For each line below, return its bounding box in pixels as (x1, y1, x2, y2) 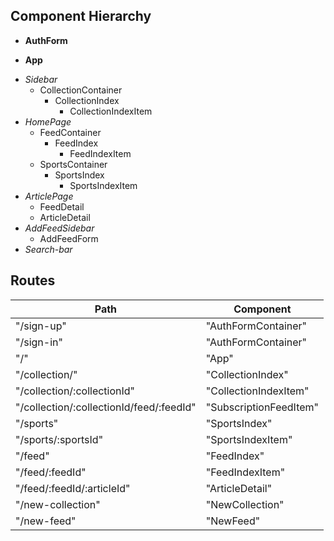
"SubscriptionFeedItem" (205, 400, 320, 414)
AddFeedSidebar (24, 222, 95, 234)
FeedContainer (39, 126, 102, 138)
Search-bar (24, 243, 73, 255)
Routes (10, 272, 56, 289)
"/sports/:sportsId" (15, 432, 104, 446)
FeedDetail (39, 200, 85, 213)
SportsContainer (39, 158, 108, 170)
